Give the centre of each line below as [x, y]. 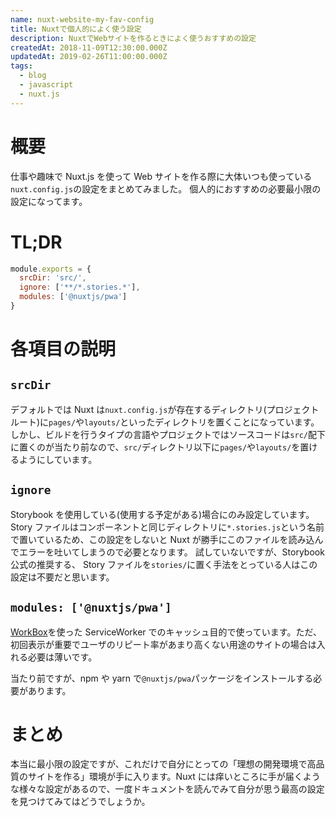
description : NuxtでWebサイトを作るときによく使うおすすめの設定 [133, 38]
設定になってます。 [49, 201]
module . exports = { [51, 269]
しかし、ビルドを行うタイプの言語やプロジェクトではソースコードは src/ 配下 [168, 434]
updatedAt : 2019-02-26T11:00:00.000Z [89, 57]
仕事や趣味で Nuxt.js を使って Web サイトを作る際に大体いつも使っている [161, 176]
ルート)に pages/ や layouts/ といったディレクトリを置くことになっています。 [165, 422]
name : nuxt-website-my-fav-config [82, 19]
